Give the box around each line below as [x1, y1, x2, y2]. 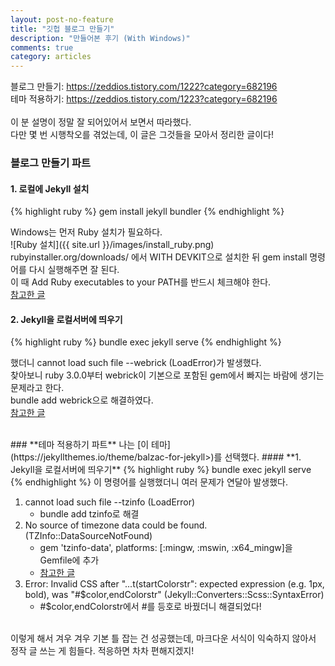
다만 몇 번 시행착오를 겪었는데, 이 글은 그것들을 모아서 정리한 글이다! [10, 129, 274, 141]
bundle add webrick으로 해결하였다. [10, 394, 154, 406]
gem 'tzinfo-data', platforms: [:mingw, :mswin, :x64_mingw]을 [39, 542, 293, 554]
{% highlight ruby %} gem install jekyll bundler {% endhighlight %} [10, 206, 285, 218]
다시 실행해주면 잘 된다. [28, 264, 120, 276]
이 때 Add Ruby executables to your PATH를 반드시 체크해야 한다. [10, 276, 272, 288]
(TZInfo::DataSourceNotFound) [24, 530, 153, 542]
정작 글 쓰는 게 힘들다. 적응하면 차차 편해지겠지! [10, 645, 195, 657]
